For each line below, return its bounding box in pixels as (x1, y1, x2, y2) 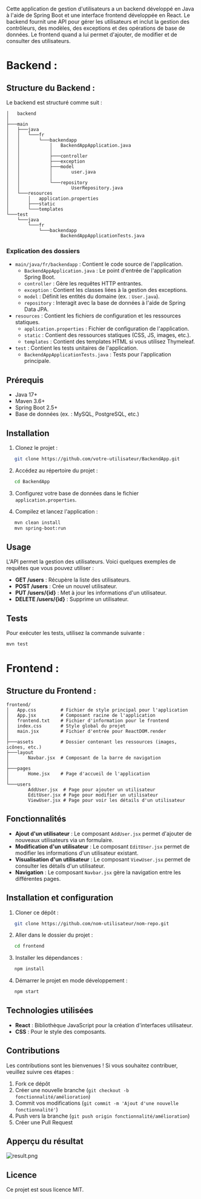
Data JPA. (24, 306, 49, 313)
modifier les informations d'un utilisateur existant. (15, 849, 139, 857)
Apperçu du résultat (6, 1136, 84, 1147)
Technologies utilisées (6, 1005, 94, 1016)
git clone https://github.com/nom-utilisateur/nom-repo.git (14, 920, 170, 926)
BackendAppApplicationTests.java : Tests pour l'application (24, 351, 171, 358)
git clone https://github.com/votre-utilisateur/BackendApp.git (14, 455, 180, 462)
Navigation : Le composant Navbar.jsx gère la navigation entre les (15, 868, 182, 876)
